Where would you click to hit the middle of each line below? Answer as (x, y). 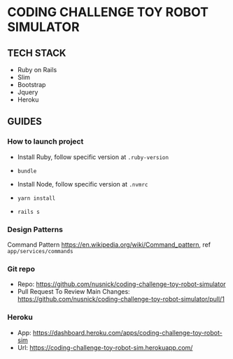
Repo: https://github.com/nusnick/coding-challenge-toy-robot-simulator (121, 284)
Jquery (28, 92)
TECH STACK (37, 53)
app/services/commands (40, 251)
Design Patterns (35, 229)
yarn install (36, 198)
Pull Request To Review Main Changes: (74, 292)
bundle (27, 171)
